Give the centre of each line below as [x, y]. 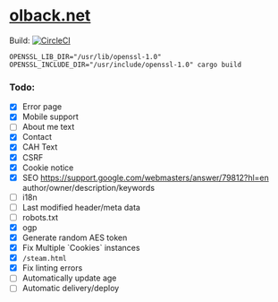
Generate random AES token [75, 237]
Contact [37, 137]
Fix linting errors [52, 268]
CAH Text [40, 147]
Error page [42, 107]
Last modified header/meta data [81, 207]
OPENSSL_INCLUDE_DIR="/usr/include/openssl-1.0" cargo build [126, 65]
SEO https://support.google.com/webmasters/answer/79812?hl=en [146, 177]
